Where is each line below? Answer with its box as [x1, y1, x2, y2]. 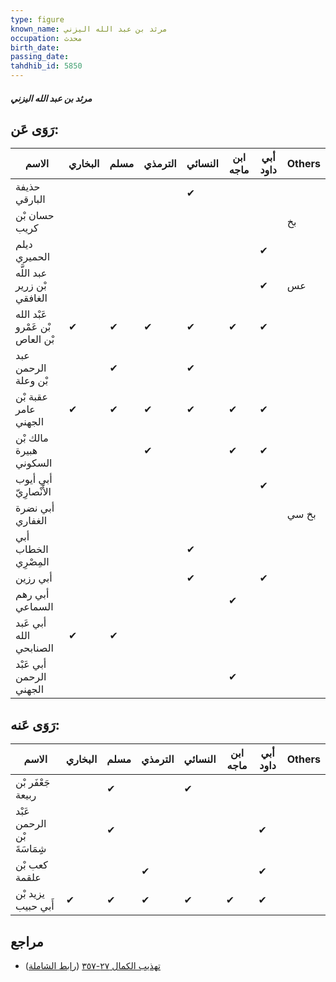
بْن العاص [15, 332, 55, 346]
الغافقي [15, 291, 48, 305]
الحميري [15, 250, 51, 264]
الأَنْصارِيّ [15, 485, 52, 499]
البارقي [15, 192, 46, 206]
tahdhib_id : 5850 [10, 61, 83, 71]
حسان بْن [15, 209, 55, 223]
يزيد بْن [15, 887, 46, 901]
